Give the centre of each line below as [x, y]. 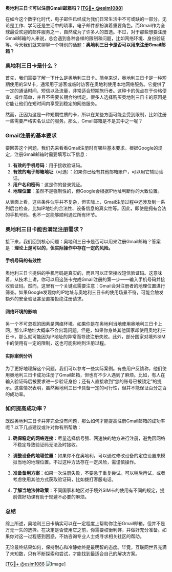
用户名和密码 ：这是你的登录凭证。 [49, 184]
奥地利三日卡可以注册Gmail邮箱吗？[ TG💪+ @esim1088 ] [64, 8]
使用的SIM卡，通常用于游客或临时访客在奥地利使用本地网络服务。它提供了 [88, 84]
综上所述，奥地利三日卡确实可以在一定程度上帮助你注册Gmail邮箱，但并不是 [85, 524]
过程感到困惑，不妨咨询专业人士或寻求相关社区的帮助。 [86, 537]
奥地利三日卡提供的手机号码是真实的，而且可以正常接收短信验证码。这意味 [84, 273]
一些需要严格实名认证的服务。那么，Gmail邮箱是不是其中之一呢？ [74, 121]
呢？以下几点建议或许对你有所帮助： [44, 427]
